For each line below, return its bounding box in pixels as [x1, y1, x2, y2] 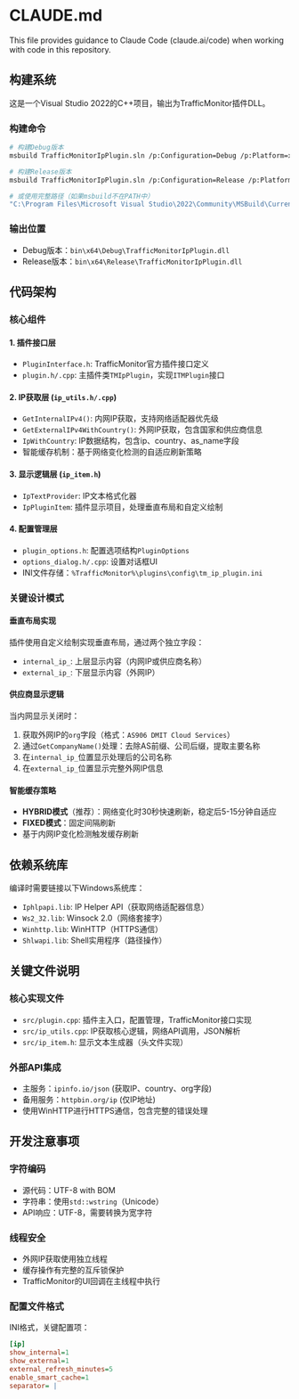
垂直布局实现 [9, 616, 56, 626]
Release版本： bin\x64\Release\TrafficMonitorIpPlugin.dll [21, 256, 243, 266]
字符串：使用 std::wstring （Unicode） [21, 1196, 164, 1207]
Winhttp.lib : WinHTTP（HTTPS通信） [21, 924, 163, 935]
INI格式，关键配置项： [9, 1322, 91, 1333]
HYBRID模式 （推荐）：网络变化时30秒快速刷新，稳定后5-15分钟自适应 [21, 806, 278, 817]
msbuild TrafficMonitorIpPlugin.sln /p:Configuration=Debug [9, 151, 238, 160]
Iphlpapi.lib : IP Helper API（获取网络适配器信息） [21, 902, 209, 912]
